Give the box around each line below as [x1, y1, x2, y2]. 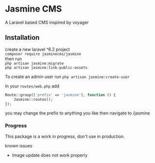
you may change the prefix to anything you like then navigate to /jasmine [5, 110, 150, 116]
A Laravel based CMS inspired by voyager [5, 19, 89, 25]
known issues [5, 143, 32, 148]
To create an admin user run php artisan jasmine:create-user [5, 74, 130, 80]
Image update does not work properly [12, 152, 88, 158]
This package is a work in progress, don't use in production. [5, 133, 125, 139]
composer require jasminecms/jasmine [5, 51, 81, 56]
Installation [5, 33, 40, 42]
